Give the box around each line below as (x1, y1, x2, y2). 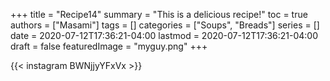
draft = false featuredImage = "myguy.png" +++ (10, 40, 208, 52)
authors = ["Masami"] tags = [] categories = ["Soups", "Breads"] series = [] (10, 19, 320, 31)
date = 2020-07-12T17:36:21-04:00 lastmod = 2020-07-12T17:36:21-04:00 (10, 30, 319, 41)
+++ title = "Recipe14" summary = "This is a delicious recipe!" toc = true (10, 9, 308, 20)
